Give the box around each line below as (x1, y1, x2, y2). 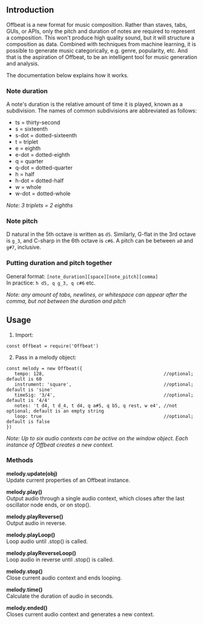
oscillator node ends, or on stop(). (6, 501, 91, 508)
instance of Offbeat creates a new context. (6, 441, 114, 448)
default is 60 (6, 376, 42, 382)
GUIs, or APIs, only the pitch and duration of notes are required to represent (6, 27, 196, 35)
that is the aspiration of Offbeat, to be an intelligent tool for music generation (6, 53, 198, 60)
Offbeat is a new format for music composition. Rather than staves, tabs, (6, 21, 188, 28)
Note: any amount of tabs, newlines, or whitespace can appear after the (6, 291, 188, 298)
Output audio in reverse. (6, 519, 67, 527)
